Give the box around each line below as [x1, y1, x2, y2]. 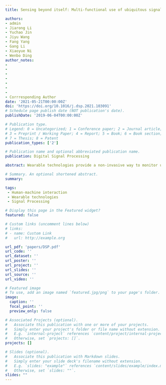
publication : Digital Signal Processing [5, 154, 90, 159]
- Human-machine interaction [7, 190, 68, 195]
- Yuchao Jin [5, 30, 32, 35]
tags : [5, 185, 16, 190]
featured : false [5, 213, 39, 218]
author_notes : [5, 57, 35, 62]
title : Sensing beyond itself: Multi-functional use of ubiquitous [5, 7, 147, 12]
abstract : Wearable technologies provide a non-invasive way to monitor [5, 163, 158, 168]
